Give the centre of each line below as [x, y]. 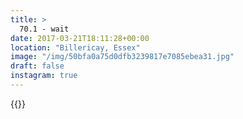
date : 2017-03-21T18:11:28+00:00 [80, 38]
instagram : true [44, 76]
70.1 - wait [44, 29]
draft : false [37, 66]
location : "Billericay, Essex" [75, 47]
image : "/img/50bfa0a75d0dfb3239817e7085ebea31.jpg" [122, 57]
